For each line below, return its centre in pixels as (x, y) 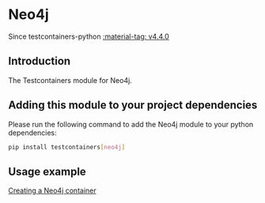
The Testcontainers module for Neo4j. (70, 80)
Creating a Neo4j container (52, 190)
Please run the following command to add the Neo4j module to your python (131, 124)
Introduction (40, 61)
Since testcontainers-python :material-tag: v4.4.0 (89, 36)
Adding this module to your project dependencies (133, 105)
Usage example (47, 171)
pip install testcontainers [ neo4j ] (67, 147)
